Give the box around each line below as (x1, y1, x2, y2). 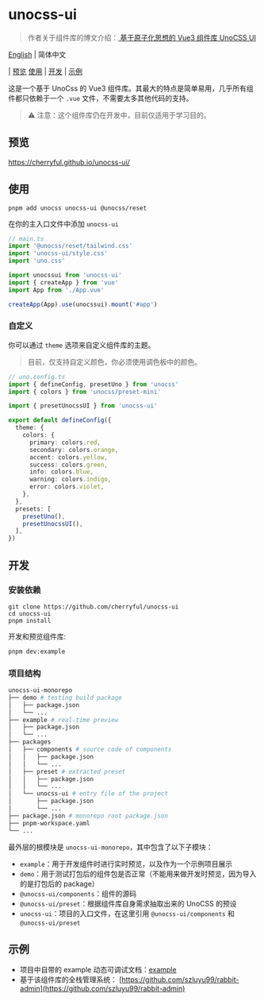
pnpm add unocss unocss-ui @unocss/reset (8, 204, 147, 212)
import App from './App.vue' (8, 286, 105, 294)
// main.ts (8, 234, 44, 243)
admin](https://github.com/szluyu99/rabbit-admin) (19, 984, 186, 994)
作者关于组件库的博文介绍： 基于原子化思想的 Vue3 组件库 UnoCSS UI (27, 33, 256, 42)
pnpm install (8, 616, 52, 624)
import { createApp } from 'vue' (8, 278, 119, 287)
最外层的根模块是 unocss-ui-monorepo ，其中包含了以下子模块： (8, 842, 213, 852)
